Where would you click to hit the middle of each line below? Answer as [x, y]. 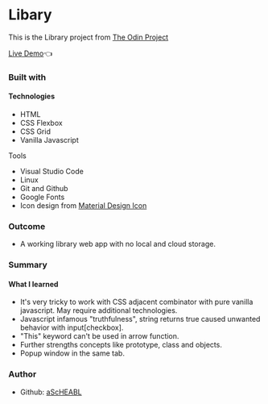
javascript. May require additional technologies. [99, 310]
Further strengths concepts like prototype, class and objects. [121, 345]
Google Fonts [42, 197]
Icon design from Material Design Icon [83, 206]
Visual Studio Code [52, 172]
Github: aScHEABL [51, 392]
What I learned [33, 284]
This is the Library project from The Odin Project [89, 37]
